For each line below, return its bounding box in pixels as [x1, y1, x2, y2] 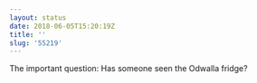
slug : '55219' [9, 38, 63, 48]
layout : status [9, 13, 67, 23]
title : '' [9, 30, 47, 39]
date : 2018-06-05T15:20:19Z [9, 22, 116, 31]
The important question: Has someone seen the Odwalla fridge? [9, 63, 248, 74]
